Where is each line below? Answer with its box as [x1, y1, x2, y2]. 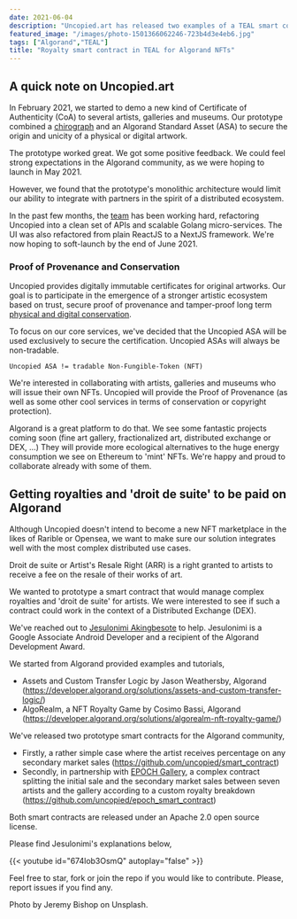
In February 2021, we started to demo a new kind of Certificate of [9, 102, 247, 113]
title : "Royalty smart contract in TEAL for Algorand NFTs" [9, 46, 236, 55]
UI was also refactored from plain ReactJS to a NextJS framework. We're [9, 229, 275, 239]
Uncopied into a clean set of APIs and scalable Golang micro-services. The [9, 219, 283, 230]
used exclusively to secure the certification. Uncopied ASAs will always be [9, 336, 280, 347]
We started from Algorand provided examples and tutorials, [9, 658, 225, 669]
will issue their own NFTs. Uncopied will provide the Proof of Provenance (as [9, 387, 288, 398]
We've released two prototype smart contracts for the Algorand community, [9, 730, 286, 741]
